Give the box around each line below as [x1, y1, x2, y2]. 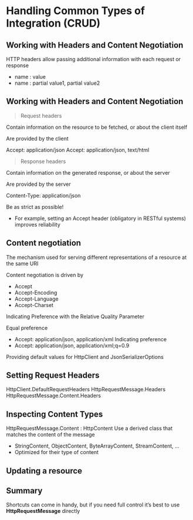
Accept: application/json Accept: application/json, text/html [6, 146, 150, 154]
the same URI [6, 260, 39, 267]
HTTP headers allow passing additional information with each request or [6, 56, 181, 62]
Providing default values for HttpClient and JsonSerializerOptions [6, 353, 164, 360]
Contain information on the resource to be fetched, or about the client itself [6, 124, 188, 131]
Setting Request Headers [6, 371, 100, 381]
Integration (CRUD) [6, 16, 101, 30]
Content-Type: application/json [6, 192, 81, 199]
